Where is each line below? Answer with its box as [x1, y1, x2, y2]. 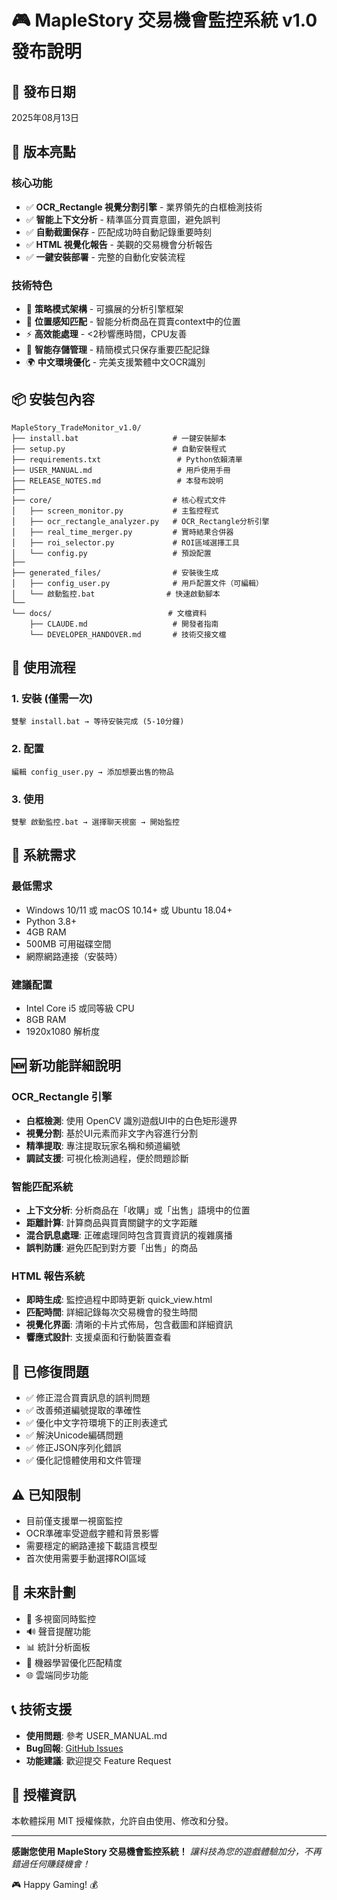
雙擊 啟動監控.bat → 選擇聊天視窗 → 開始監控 [11, 817, 180, 828]
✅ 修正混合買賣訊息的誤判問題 [25, 1392, 151, 1404]
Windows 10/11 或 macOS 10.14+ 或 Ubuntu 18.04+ [25, 904, 233, 916]
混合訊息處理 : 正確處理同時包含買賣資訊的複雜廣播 [25, 1229, 233, 1241]
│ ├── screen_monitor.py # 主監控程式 [11, 506, 219, 516]
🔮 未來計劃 [11, 1584, 76, 1601]
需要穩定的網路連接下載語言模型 [25, 1539, 158, 1551]
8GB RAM [25, 1014, 67, 1026]
